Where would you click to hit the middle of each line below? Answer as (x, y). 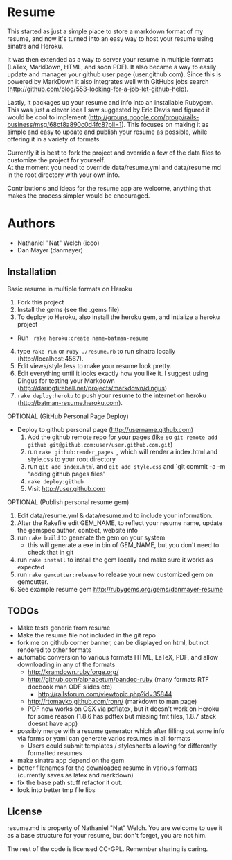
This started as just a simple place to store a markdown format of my (105, 31)
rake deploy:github (56, 482)
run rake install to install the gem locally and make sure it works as (115, 560)
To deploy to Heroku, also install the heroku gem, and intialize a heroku (118, 317)
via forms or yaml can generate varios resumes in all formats (104, 738)
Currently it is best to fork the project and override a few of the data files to (114, 153)
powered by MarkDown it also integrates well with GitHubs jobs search (108, 81)
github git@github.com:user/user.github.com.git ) (100, 444)
